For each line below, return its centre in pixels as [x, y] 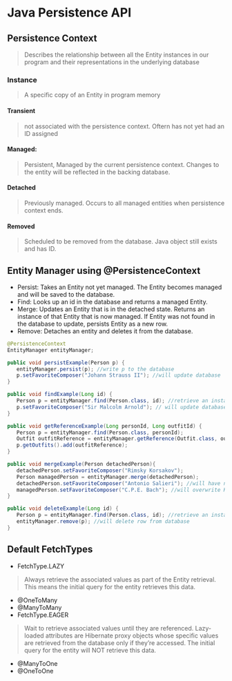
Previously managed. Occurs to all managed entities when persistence [124, 203]
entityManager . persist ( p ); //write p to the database [95, 369]
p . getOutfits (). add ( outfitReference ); [72, 445]
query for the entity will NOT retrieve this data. [90, 650]
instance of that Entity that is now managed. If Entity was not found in [116, 316]
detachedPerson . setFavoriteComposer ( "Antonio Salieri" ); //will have [118, 483]
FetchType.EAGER [43, 615]
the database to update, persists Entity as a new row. [92, 324]
